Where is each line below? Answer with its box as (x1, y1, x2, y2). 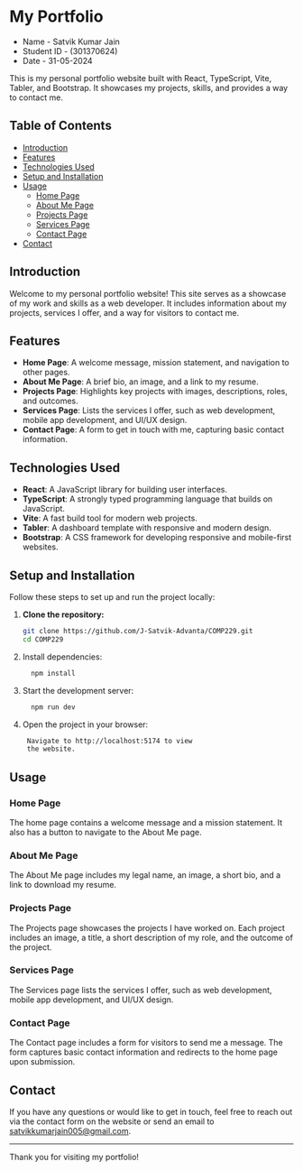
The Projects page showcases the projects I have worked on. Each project (9, 922, 286, 933)
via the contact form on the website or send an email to (9, 1116, 215, 1127)
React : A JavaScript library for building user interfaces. (22, 484, 228, 495)
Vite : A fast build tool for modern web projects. (22, 512, 198, 524)
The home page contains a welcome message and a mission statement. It (9, 816, 283, 827)
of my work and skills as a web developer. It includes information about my (9, 298, 287, 309)
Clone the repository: (22, 609, 105, 620)
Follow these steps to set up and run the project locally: (9, 592, 216, 602)
